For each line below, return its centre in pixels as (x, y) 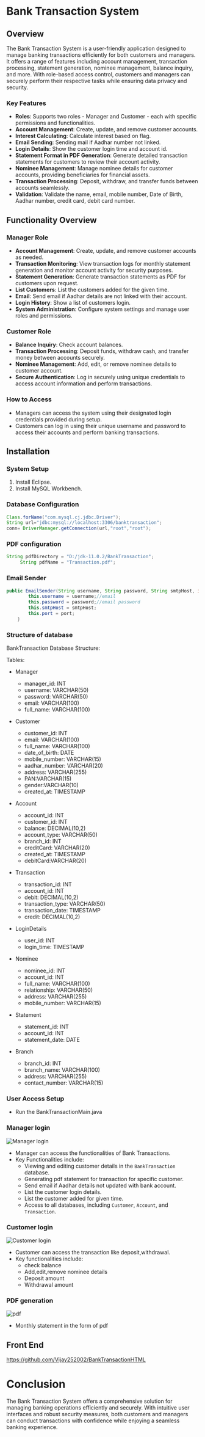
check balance (43, 1265)
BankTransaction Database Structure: (53, 648)
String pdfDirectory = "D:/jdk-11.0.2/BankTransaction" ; (80, 557)
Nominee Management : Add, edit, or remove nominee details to (96, 364)
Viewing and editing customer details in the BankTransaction (100, 1166)
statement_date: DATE (52, 1040)
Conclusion (36, 1384)
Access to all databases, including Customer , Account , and (96, 1205)
